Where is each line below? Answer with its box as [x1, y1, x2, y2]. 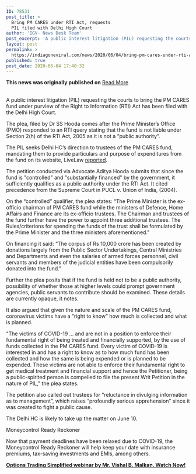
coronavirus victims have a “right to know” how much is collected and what [6, 312, 187, 320]
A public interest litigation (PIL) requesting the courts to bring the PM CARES [6, 97, 190, 104]
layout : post [6, 42, 38, 47]
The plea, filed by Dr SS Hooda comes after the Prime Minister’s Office [6, 121, 176, 128]
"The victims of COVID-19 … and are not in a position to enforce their [6, 330, 171, 337]
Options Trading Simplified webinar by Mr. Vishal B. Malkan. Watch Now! [6, 462, 186, 469]
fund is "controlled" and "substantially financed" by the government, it [6, 174, 175, 181]
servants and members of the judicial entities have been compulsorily [6, 259, 173, 266]
